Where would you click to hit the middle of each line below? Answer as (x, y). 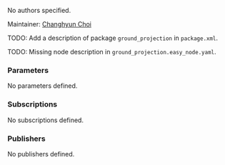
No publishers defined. (41, 154)
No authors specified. (39, 10)
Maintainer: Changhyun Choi (49, 24)
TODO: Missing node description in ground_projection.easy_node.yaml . (112, 52)
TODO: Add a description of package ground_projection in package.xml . (113, 38)
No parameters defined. (42, 86)
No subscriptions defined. (46, 120)
